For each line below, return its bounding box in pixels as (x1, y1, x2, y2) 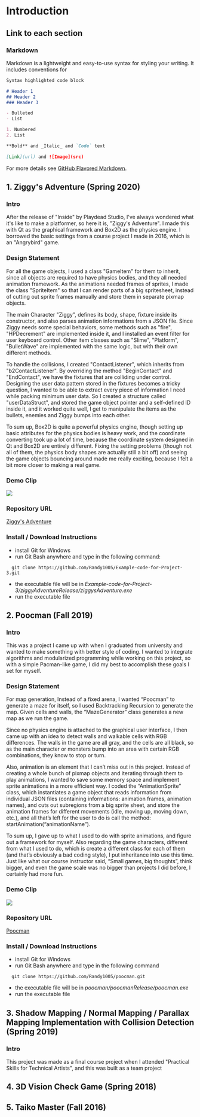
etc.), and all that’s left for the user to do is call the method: (6, 814, 151, 821)
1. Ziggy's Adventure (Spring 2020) (6, 182, 140, 192)
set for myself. (6, 667, 42, 675)
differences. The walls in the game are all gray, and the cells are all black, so (6, 739, 194, 746)
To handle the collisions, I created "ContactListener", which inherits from (6, 360, 184, 368)
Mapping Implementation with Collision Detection (6, 1017, 195, 1027)
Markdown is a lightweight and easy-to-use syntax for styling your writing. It (6, 59, 194, 66)
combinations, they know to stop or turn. (6, 752, 106, 759)
